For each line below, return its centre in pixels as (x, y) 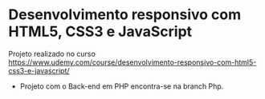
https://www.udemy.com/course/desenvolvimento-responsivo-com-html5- (132, 62)
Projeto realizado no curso (52, 53)
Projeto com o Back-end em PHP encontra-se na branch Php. (122, 86)
